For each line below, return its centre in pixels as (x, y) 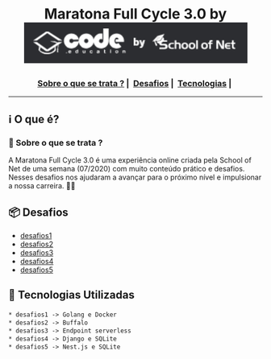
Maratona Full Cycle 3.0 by (135, 14)
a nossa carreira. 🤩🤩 (42, 186)
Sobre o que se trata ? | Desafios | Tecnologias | (135, 84)
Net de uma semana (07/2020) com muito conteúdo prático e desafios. (127, 169)
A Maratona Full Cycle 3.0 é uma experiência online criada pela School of (130, 160)
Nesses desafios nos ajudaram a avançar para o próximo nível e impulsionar (135, 177)
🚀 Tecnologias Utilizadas (71, 295)
